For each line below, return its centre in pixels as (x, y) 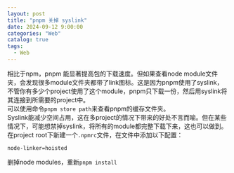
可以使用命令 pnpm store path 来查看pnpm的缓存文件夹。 (89, 109)
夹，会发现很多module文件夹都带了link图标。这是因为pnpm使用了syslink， (115, 82)
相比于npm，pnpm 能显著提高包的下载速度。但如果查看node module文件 (113, 74)
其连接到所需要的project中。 (48, 99)
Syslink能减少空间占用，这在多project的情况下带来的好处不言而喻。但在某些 (117, 117)
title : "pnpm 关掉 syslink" (47, 20)
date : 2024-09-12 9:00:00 (45, 27)
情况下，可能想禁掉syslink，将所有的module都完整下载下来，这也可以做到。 (117, 126)
